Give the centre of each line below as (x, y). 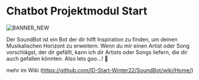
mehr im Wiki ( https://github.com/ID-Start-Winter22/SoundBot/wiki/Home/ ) (100, 70)
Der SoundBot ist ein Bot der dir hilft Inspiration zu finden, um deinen (92, 39)
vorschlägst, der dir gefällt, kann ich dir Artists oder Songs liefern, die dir (97, 52)
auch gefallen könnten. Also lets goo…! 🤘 (57, 58)
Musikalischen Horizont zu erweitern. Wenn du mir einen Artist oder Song (98, 46)
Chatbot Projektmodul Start (77, 11)
